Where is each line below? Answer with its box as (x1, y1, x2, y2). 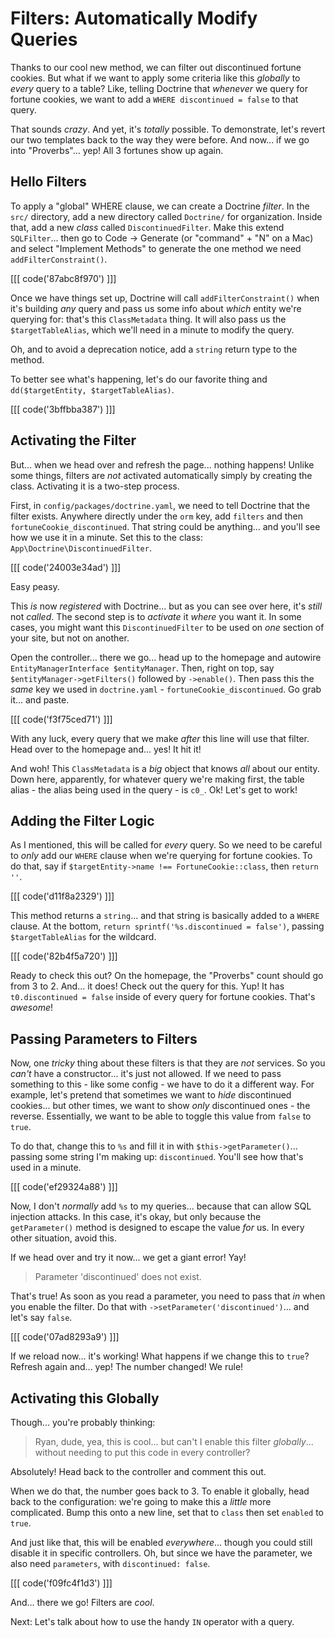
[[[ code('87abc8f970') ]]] (10, 272, 117, 284)
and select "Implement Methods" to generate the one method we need (10, 242, 302, 254)
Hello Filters (10, 173, 87, 191)
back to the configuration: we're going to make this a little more (10, 1496, 272, 1507)
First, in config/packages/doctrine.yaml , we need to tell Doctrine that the (10, 499, 311, 511)
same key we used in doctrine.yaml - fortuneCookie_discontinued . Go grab (10, 683, 322, 695)
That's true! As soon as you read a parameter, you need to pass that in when (10, 1290, 326, 1302)
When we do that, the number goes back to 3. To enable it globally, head (10, 1485, 310, 1497)
